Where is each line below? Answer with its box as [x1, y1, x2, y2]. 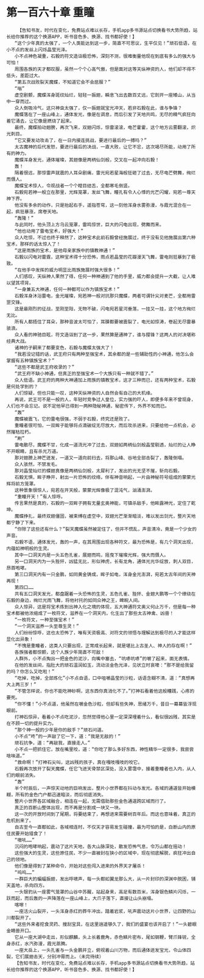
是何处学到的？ [6, 384, 38, 390]
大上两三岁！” [6, 681, 37, 688]
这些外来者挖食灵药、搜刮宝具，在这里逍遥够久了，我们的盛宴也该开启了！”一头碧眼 [17, 921, 197, 927]
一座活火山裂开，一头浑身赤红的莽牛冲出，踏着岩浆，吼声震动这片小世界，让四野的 [14, 908, 192, 915]
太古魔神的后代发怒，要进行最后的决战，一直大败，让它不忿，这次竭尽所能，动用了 [14, 144, 192, 150]
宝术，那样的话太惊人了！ [6, 241, 61, 247]
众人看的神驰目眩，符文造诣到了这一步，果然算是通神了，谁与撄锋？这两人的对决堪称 [14, 332, 196, 338]
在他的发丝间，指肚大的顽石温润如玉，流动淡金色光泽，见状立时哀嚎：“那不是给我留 [14, 662, 194, 668]
